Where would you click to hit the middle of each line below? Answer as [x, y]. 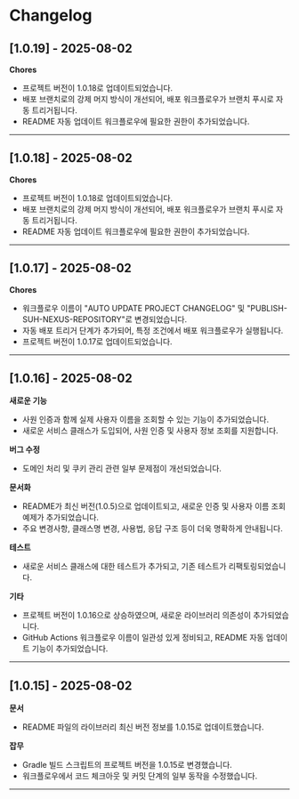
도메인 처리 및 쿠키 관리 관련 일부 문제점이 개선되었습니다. [122, 469]
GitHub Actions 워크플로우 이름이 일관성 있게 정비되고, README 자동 [143, 638]
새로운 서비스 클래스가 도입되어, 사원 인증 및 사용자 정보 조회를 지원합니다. [150, 431]
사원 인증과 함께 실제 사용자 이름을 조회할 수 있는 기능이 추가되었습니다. [145, 420]
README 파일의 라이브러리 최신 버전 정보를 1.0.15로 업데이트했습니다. [143, 727]
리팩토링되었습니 [257, 567]
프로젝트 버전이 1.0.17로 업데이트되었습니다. [97, 341]
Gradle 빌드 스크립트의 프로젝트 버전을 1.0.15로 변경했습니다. [127, 765]
